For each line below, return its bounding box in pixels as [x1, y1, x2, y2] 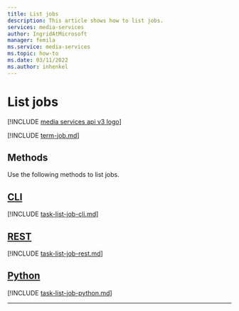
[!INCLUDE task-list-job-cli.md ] [7, 210, 99, 219]
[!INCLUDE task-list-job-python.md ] [7, 288, 112, 297]
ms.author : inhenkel [7, 63, 69, 70]
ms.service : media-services [7, 43, 91, 50]
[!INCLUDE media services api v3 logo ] [7, 117, 122, 126]
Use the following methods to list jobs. [7, 170, 119, 179]
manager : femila [7, 37, 55, 44]
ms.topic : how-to [7, 50, 59, 58]
